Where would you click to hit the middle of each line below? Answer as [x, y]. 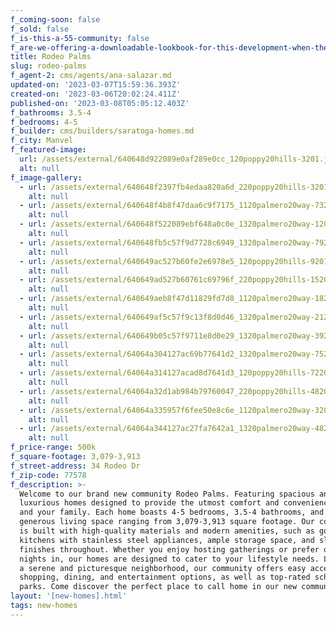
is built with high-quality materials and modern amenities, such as [167, 531]
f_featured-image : [48, 150]
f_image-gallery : [46, 177]
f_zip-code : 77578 [48, 475]
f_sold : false [40, 29]
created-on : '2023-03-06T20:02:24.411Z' [96, 94]
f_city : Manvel [42, 141]
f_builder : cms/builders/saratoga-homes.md [102, 131]
